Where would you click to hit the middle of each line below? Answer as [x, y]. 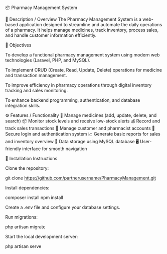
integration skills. [23, 106]
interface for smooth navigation [55, 149]
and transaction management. [36, 75]
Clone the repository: [27, 168]
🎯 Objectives [18, 45]
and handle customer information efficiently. [51, 35]
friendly [13, 149]
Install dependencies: [27, 188]
